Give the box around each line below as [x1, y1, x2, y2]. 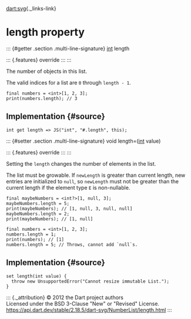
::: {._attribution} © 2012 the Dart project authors [6, 294, 123, 301]
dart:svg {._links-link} [6, 5, 57, 12]
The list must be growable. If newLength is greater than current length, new [6, 172, 186, 179]
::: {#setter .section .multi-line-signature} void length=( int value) [6, 137, 161, 145]
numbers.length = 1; [6, 231, 57, 237]
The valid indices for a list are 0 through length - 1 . [6, 79, 131, 86]
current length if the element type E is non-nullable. [6, 184, 130, 191]
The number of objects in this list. [6, 68, 87, 75]
